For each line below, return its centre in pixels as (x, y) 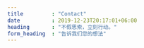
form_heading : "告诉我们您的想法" (57, 34)
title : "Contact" (47, 14)
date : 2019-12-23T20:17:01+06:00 (72, 20)
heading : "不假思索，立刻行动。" (62, 27)
